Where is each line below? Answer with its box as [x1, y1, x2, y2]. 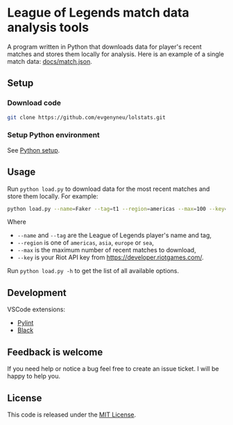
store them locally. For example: [7, 192, 98, 200]
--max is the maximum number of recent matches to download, [17, 246, 196, 254]
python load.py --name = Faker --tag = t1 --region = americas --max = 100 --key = [7, 205, 228, 212]
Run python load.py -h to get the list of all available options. [7, 267, 179, 275]
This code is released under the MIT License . [7, 410, 137, 419]
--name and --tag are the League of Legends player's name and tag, [17, 231, 212, 240]
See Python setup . [7, 146, 60, 154]
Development [7, 286, 67, 299]
